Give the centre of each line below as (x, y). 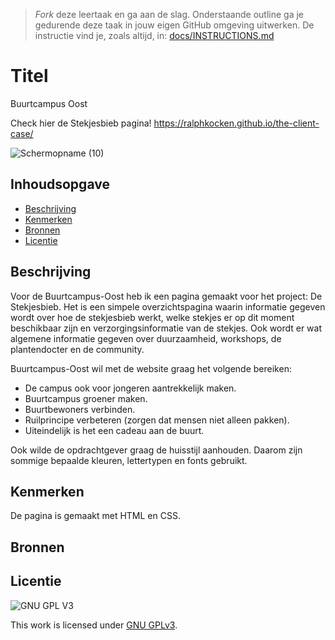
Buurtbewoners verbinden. (80, 409)
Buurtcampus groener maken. (86, 398)
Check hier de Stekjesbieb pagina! (81, 123)
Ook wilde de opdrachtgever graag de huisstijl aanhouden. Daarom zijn (156, 450)
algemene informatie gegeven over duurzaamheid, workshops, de (146, 338)
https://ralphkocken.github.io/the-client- (236, 123)
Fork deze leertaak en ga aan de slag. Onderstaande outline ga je (169, 14)
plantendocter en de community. (77, 349)
